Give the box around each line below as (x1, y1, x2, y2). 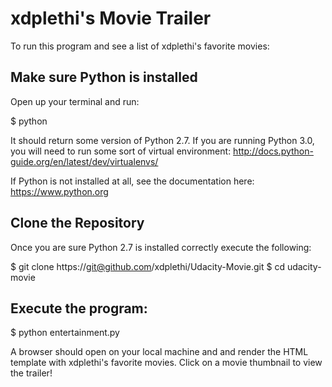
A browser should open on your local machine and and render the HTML (10, 346, 309, 358)
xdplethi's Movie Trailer (10, 7, 212, 30)
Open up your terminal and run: (10, 95, 140, 107)
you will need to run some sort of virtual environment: (10, 145, 232, 157)
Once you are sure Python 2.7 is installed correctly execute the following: (10, 241, 312, 253)
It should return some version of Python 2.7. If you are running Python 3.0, (10, 134, 315, 146)
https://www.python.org (10, 185, 109, 197)
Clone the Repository (10, 215, 145, 232)
